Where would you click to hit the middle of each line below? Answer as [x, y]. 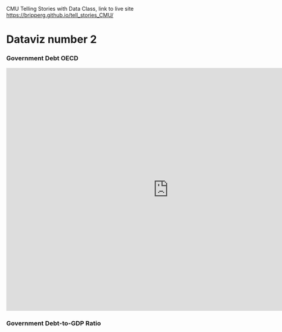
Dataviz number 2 [52, 39]
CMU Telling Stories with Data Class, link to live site [70, 9]
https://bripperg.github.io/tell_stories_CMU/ [60, 15]
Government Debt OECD [42, 58]
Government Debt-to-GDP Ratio [54, 324]
